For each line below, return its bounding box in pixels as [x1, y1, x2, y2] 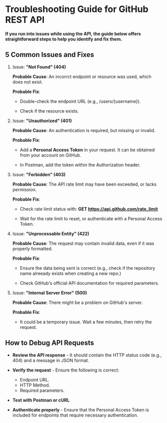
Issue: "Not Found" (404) [12, 64, 66, 70]
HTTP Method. [19, 382, 50, 388]
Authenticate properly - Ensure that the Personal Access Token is [12, 406, 150, 412]
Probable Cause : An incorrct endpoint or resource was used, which [12, 74, 152, 80]
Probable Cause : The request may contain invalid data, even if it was [12, 240, 155, 246]
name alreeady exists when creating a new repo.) [19, 270, 121, 276]
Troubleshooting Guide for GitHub [5, 4, 149, 15]
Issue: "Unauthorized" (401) [12, 118, 72, 124]
